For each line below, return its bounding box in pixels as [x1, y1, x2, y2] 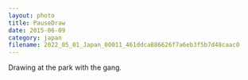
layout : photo [8, 11, 56, 20]
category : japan [8, 33, 62, 42]
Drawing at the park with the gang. [8, 63, 122, 72]
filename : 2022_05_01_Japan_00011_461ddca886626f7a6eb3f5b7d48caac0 [8, 41, 240, 49]
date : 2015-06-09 [8, 26, 66, 34]
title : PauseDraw [8, 19, 66, 27]
